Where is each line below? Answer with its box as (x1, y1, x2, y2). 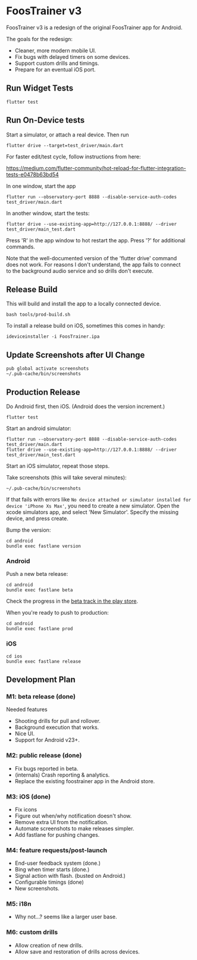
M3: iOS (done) (6, 792, 51, 800)
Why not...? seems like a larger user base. (14, 913, 117, 921)
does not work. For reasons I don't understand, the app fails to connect (6, 261, 181, 268)
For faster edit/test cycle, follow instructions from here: (6, 153, 141, 160)
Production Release (6, 387, 80, 397)
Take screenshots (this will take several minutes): (6, 474, 127, 481)
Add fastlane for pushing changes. (14, 831, 100, 838)
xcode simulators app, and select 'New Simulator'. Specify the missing (6, 509, 179, 516)
